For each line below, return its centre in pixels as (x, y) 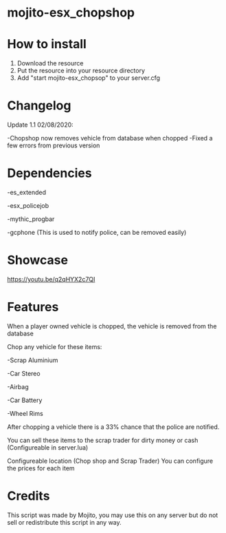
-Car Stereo (24, 373)
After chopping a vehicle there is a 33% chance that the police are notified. (113, 427)
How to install (47, 44)
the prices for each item (41, 468)
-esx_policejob (28, 206)
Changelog (39, 106)
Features (33, 307)
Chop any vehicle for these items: (55, 346)
